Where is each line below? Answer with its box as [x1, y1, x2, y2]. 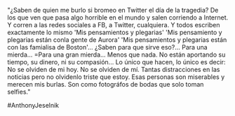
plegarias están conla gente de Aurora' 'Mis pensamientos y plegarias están [7, 36, 227, 44]
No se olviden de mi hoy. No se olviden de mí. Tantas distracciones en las [7, 66, 220, 73]
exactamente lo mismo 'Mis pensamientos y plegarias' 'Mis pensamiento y [7, 28, 222, 36]
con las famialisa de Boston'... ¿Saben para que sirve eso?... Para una [7, 43, 208, 51]
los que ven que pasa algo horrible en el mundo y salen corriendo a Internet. [7, 13, 229, 22]
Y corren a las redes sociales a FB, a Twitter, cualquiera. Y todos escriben [7, 21, 220, 29]
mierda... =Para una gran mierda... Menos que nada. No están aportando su [7, 50, 226, 59]
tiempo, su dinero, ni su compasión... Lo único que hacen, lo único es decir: [7, 58, 226, 66]
